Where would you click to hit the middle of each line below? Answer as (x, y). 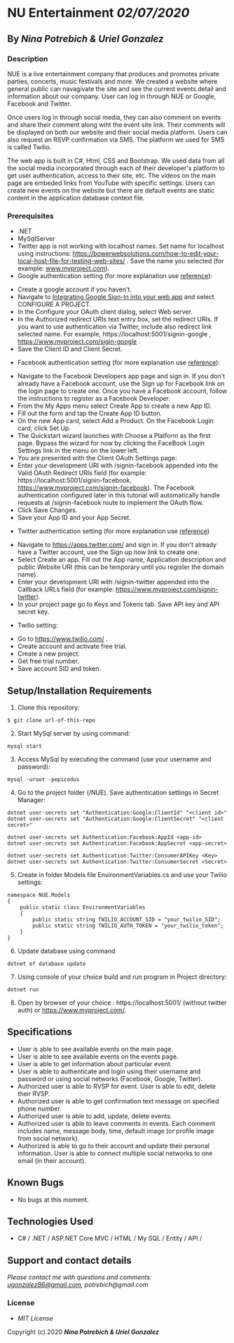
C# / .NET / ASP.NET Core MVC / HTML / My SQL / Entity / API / (110, 1239)
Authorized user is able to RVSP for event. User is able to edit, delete (116, 1086)
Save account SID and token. (59, 669)
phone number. (39, 1108)
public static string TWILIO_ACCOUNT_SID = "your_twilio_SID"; (126, 919)
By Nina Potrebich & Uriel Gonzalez (85, 39)
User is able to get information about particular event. (95, 1063)
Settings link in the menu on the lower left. (78, 450)
